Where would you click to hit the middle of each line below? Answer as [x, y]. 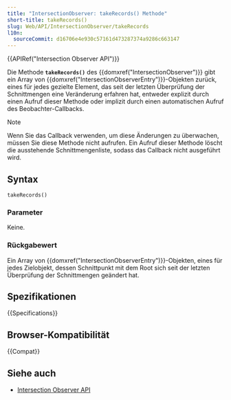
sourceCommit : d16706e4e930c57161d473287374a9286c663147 [97, 39]
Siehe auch [32, 373]
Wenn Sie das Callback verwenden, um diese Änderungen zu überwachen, [113, 136]
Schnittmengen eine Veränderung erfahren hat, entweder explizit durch [108, 94]
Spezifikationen [42, 296]
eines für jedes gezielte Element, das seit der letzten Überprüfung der [106, 87]
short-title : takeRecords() [47, 20]
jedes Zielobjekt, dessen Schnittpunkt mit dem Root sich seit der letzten [109, 268]
